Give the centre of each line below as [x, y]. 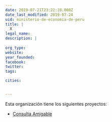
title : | [14, 24]
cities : [13, 81]
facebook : [16, 62]
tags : [11, 72]
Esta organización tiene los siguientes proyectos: [56, 104]
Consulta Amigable [32, 114]
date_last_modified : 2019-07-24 [39, 15]
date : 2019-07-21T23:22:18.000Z [39, 10]
